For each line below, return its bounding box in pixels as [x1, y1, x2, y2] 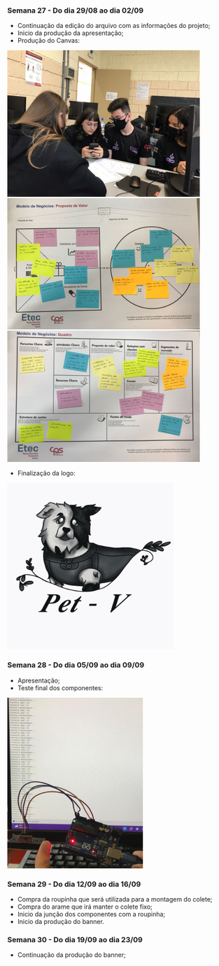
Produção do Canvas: [17, 36, 80, 45]
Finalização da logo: [17, 469, 76, 477]
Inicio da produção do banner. [17, 917, 105, 925]
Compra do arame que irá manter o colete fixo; [17, 902, 153, 911]
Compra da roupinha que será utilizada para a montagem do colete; [17, 895, 213, 903]
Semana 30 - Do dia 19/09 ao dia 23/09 [7, 934, 143, 944]
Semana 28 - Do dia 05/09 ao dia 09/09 [7, 660, 145, 670]
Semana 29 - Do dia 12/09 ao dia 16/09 [7, 879, 141, 889]
